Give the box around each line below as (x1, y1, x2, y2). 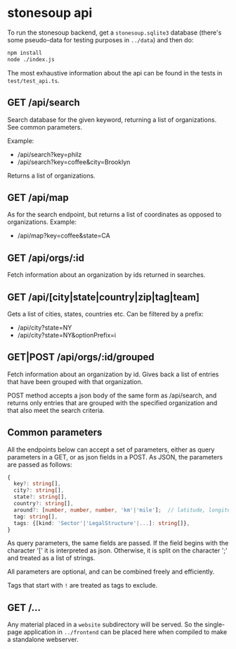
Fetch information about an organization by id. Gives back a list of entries (7, 370, 219, 378)
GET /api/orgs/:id (7, 252, 84, 264)
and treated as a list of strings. (7, 554, 96, 562)
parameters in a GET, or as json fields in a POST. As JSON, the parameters (7, 452, 223, 461)
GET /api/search (7, 97, 81, 109)
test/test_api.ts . (7, 76, 60, 85)
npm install (7, 49, 42, 56)
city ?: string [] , (13, 487, 65, 494)
